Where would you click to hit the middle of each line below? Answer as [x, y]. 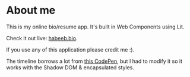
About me [31, 10]
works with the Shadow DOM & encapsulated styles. [70, 67]
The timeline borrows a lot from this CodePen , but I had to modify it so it [94, 61]
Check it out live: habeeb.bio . [42, 38]
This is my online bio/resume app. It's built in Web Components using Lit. [95, 27]
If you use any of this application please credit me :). [70, 49]
